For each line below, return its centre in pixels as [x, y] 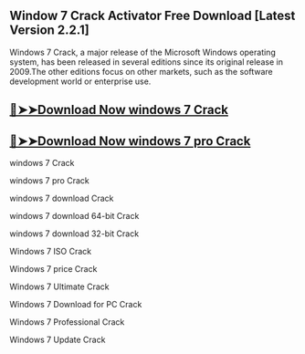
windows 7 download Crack [62, 198]
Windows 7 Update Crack [58, 340]
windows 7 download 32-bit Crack [74, 234]
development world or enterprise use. [80, 81]
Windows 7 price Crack [53, 269]
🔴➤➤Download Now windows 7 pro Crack [130, 141]
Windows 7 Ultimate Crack [59, 286]
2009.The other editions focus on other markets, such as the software [141, 71]
